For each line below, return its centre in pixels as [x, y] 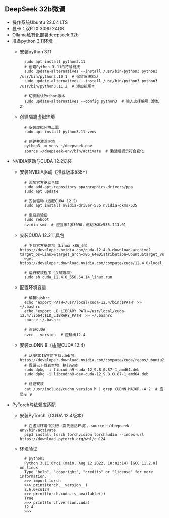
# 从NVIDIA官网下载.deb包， [51, 355]
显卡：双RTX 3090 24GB [38, 28]
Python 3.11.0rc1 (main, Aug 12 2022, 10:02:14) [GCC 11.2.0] [91, 463]
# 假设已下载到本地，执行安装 [51, 365]
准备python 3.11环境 [33, 41]
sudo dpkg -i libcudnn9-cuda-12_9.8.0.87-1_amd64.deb [82, 370]
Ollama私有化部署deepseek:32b [45, 35]
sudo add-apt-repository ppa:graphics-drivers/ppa [78, 187]
